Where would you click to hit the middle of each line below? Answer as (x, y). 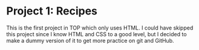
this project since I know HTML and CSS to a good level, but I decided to (96, 34)
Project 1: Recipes (52, 11)
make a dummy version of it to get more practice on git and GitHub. (90, 40)
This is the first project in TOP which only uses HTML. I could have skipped (100, 28)
